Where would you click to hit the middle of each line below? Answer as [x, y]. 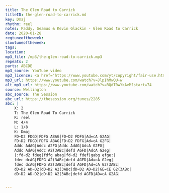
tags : [11, 47]
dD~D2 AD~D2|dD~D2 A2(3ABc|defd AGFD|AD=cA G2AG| [67, 174]
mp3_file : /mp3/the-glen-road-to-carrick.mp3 [54, 57]
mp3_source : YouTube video [33, 71]
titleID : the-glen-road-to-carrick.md [46, 15]
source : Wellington [26, 89]
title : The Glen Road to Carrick [40, 10]
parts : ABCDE [19, 66]
